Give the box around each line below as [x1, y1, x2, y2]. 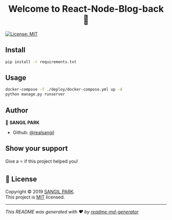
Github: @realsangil [12, 129, 55, 136]
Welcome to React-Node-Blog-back [8, 3, 164, 15]
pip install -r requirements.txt [5, 59, 77, 64]
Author [5, 106, 28, 115]
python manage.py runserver [5, 92, 66, 97]
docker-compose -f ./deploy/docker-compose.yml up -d [5, 87, 123, 92]
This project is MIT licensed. [5, 194, 65, 200]
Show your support [5, 144, 68, 153]
